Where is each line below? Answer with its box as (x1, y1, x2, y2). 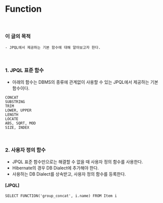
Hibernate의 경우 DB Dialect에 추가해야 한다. (12, 165, 99, 171)
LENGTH (5, 112, 19, 117)
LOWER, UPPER (5, 108, 32, 113)
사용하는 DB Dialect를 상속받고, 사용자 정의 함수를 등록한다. (12, 171, 126, 177)
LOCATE (5, 116, 19, 121)
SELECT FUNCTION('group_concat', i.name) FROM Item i (5, 194, 117, 199)
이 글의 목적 (5, 33, 31, 40)
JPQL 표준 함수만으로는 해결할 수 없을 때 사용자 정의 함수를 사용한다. (12, 158, 143, 165)
